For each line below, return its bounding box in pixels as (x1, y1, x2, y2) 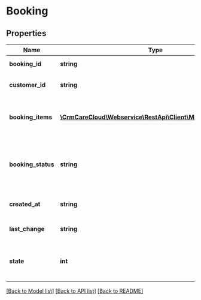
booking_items (9, 113, 53, 121)
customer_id (9, 81, 46, 89)
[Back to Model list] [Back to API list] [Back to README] (6, 287, 144, 295)
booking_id (9, 60, 42, 68)
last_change (9, 225, 45, 233)
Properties (6, 28, 47, 38)
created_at (9, 200, 41, 208)
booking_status (9, 160, 54, 169)
